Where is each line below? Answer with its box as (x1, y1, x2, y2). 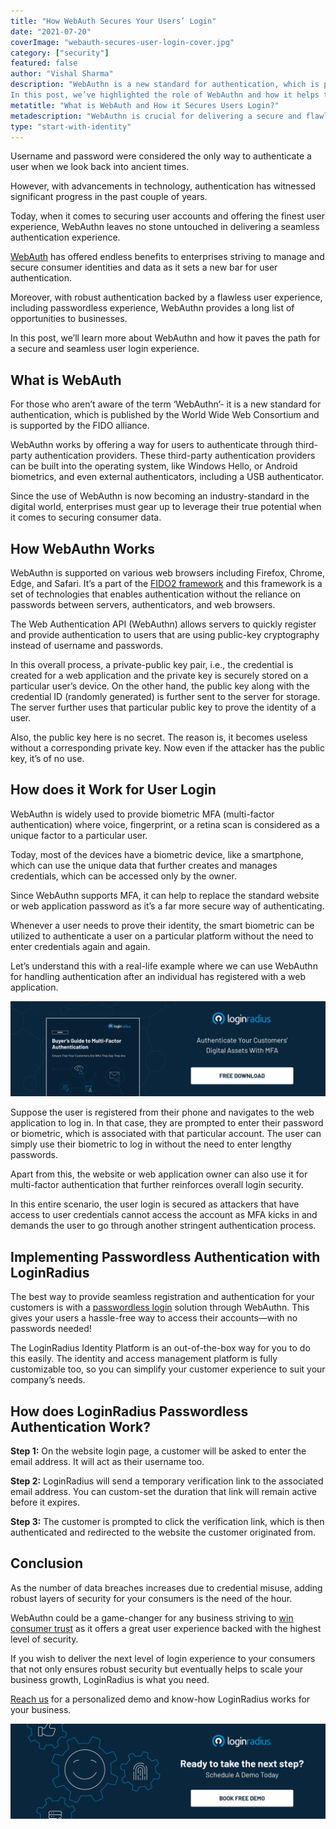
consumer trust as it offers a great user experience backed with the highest (10, 1622, 322, 1634)
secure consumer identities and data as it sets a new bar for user (10, 261, 278, 274)
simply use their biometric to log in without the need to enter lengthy (10, 1138, 292, 1150)
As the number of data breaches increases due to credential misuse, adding (10, 1581, 323, 1594)
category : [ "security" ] (10, 48, 110, 58)
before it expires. (10, 1496, 81, 1509)
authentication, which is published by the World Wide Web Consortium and (10, 409, 320, 421)
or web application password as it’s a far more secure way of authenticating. (10, 900, 325, 912)
